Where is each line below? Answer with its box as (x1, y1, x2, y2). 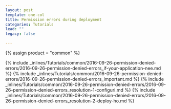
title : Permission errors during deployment (5, 17, 102, 22)
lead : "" (5, 27, 24, 32)
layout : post (5, 7, 33, 13)
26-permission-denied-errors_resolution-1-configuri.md (5, 87, 124, 93)
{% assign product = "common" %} (5, 50, 80, 56)
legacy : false (5, 31, 36, 36)
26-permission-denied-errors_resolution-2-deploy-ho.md (5, 98, 127, 104)
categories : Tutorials (5, 21, 54, 27)
